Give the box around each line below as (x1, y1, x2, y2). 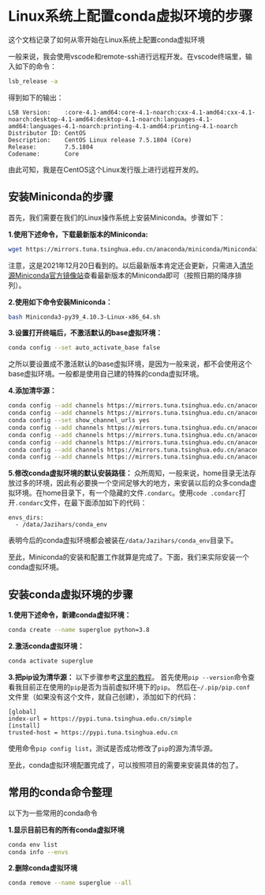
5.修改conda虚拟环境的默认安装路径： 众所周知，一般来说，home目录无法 (8, 468, 250, 478)
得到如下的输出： (8, 93, 64, 102)
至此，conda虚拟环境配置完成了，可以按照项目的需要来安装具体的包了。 (8, 760, 243, 769)
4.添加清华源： (8, 386, 57, 395)
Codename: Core (8, 149, 80, 158)
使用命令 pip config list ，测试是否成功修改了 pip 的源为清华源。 (8, 743, 217, 753)
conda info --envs (8, 848, 69, 856)
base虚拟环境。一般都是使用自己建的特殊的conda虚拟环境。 (8, 369, 203, 379)
